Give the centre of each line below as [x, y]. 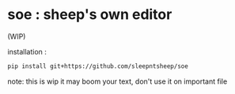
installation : [27, 51]
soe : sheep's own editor [90, 15]
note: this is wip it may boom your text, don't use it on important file [117, 81]
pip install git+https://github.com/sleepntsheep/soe [98, 66]
